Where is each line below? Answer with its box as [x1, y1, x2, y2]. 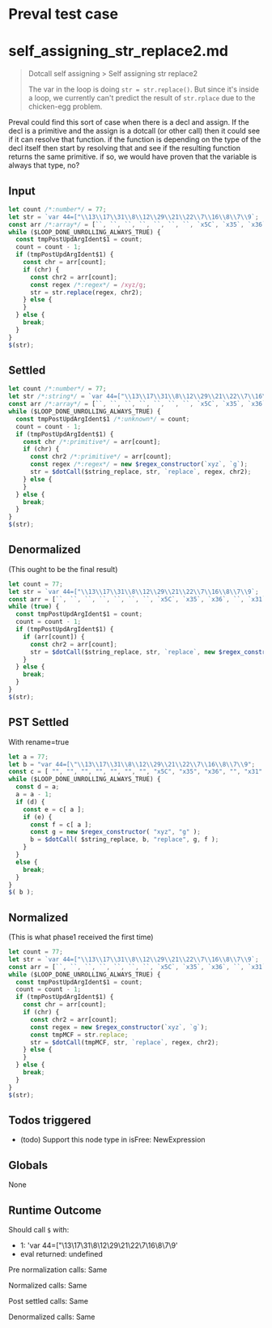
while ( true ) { [8, 603, 60, 611]
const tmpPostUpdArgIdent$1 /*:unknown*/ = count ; [15, 415, 190, 423]
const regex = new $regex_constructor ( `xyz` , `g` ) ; [29, 1023, 208, 1031]
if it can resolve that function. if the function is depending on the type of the [8, 135, 261, 144]
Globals [8, 1158, 49, 1172]
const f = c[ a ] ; [29, 820, 92, 829]
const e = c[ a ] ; [23, 805, 85, 813]
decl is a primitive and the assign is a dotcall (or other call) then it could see [8, 126, 261, 136]
